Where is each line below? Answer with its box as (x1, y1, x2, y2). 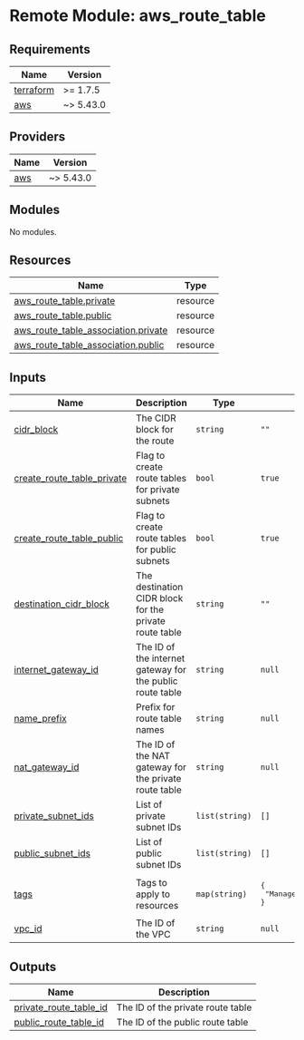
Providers (9, 129, 66, 145)
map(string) (195, 889, 247, 899)
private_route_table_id (14, 1001, 109, 1014)
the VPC (135, 928, 171, 941)
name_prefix (14, 713, 68, 725)
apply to (135, 888, 170, 900)
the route (135, 434, 175, 447)
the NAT (135, 750, 170, 763)
